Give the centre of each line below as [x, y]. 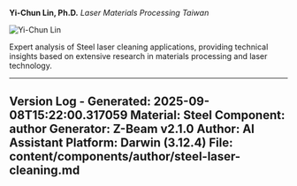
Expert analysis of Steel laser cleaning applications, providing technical [139, 47]
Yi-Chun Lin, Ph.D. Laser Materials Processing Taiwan [109, 13]
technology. [31, 66]
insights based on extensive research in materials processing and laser [138, 56]
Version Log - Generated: [80, 102]
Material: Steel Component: [208, 115]
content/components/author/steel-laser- [125, 156]
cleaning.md [45, 171]
